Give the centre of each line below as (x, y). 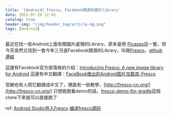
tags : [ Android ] (22, 29)
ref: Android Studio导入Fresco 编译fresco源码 (53, 108)
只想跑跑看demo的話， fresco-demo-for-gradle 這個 (107, 91)
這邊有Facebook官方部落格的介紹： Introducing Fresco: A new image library (85, 68)
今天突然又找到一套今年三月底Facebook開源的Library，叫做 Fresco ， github (84, 50)
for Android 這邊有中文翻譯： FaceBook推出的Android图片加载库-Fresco (80, 74)
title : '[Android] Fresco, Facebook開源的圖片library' (63, 10)
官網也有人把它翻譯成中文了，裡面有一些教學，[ (55, 85)
